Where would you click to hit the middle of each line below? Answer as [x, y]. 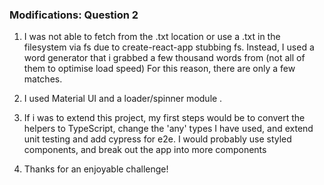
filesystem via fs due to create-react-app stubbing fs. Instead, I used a [169, 47]
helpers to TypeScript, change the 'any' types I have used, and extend [168, 129]
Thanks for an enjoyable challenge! [96, 169]
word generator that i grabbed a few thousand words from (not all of [164, 58]
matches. [43, 79]
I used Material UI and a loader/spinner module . [123, 99]
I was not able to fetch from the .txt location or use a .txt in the [152, 37]
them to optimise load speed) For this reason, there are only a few [159, 69]
